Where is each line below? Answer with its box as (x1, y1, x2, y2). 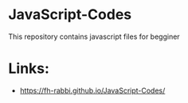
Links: (8, 59, 50, 78)
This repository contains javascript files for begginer (8, 32, 181, 41)
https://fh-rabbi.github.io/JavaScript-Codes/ (19, 86, 166, 95)
